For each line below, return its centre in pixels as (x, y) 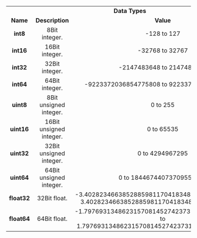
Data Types (130, 11)
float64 (20, 219)
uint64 (19, 177)
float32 (20, 198)
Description (52, 20)
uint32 (19, 153)
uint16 (19, 129)
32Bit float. (52, 198)
